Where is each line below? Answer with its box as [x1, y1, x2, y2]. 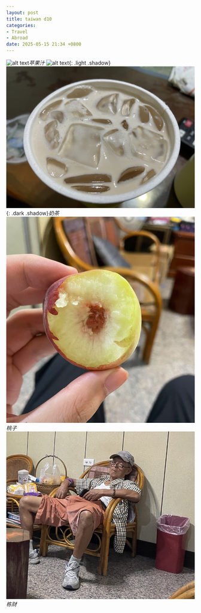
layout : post [6, 10, 39, 16]
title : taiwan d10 [6, 16, 52, 22]
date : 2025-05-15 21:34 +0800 [6, 41, 82, 47]
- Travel [6, 29, 28, 35]
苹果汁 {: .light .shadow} [29, 59, 111, 66]
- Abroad [6, 35, 28, 41]
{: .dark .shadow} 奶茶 [6, 210, 60, 217]
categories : [6, 22, 36, 28]
